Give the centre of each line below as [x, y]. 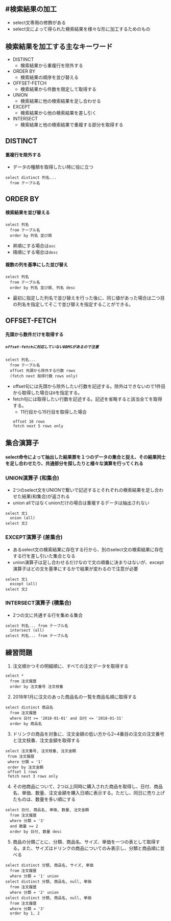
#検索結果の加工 [31, 9]
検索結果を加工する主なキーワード [59, 47]
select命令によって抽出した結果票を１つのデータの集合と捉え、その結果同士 [86, 457]
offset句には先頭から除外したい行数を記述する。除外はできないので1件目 [89, 386]
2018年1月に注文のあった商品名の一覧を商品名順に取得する [75, 697]
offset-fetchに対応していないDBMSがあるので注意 [52, 347]
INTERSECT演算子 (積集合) [38, 603]
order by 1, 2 [25, 913]
